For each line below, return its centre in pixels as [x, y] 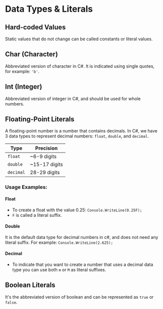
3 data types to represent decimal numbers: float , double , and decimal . [77, 136]
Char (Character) [32, 54]
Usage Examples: [26, 187]
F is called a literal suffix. [37, 215]
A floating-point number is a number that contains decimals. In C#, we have [81, 131]
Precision [46, 148]
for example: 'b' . [22, 71]
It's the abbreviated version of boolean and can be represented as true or [80, 297]
